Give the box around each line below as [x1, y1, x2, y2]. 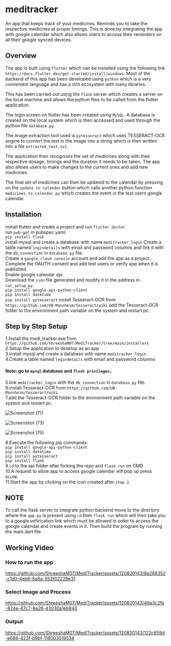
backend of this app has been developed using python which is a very [5, 75, 152, 82]
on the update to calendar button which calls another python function [5, 184, 153, 190]
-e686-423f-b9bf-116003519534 [5, 635, 75, 641]
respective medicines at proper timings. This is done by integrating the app [5, 25, 163, 32]
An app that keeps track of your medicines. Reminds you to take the [5, 20, 148, 26]
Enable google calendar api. [5, 271, 64, 277]
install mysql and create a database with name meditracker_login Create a [5, 239, 162, 245]
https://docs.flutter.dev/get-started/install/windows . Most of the [5, 70, 151, 76]
